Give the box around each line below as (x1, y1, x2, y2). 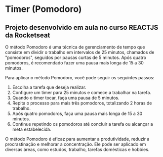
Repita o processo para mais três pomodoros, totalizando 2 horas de (12, 100, 152, 106)
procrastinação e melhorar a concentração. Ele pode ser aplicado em (5, 141, 146, 147)
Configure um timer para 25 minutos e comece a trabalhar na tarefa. (12, 90, 152, 95)
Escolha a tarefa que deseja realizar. (12, 84, 86, 90)
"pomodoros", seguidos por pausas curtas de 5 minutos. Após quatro (5, 54, 147, 60)
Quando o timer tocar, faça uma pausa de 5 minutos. (12, 95, 120, 101)
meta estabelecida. (12, 126, 51, 132)
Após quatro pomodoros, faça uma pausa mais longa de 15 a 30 (12, 110, 143, 116)
